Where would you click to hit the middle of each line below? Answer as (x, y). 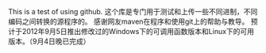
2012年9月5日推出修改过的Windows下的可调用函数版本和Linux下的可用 (138, 31)
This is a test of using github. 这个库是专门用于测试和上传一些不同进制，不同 (133, 11)
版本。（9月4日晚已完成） (49, 41)
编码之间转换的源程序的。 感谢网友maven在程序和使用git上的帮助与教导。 (129, 21)
